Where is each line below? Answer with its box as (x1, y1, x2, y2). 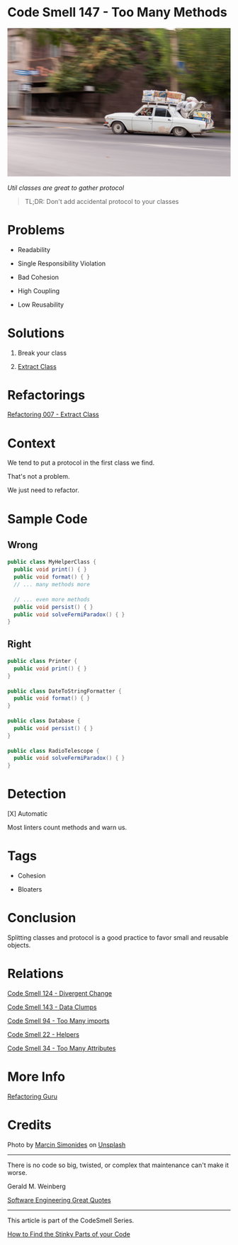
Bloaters (17, 885, 42, 894)
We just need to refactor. (7, 486, 79, 494)
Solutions (7, 325, 65, 341)
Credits (7, 1117, 52, 1133)
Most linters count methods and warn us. (7, 823, 127, 832)
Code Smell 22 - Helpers (7, 1030, 80, 1038)
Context (7, 435, 56, 451)
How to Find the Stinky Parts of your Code (7, 1229, 131, 1238)
